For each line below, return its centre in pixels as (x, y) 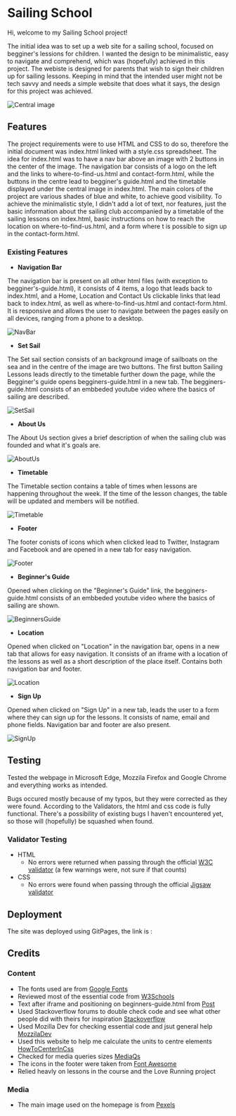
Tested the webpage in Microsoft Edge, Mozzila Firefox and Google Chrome (117, 777)
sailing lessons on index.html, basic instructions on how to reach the (106, 218)
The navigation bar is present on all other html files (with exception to (108, 281)
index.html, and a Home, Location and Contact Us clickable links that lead (114, 296)
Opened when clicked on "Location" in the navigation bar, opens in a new (113, 647)
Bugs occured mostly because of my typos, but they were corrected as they (117, 798)
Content (22, 974)
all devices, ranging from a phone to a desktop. (76, 318)
